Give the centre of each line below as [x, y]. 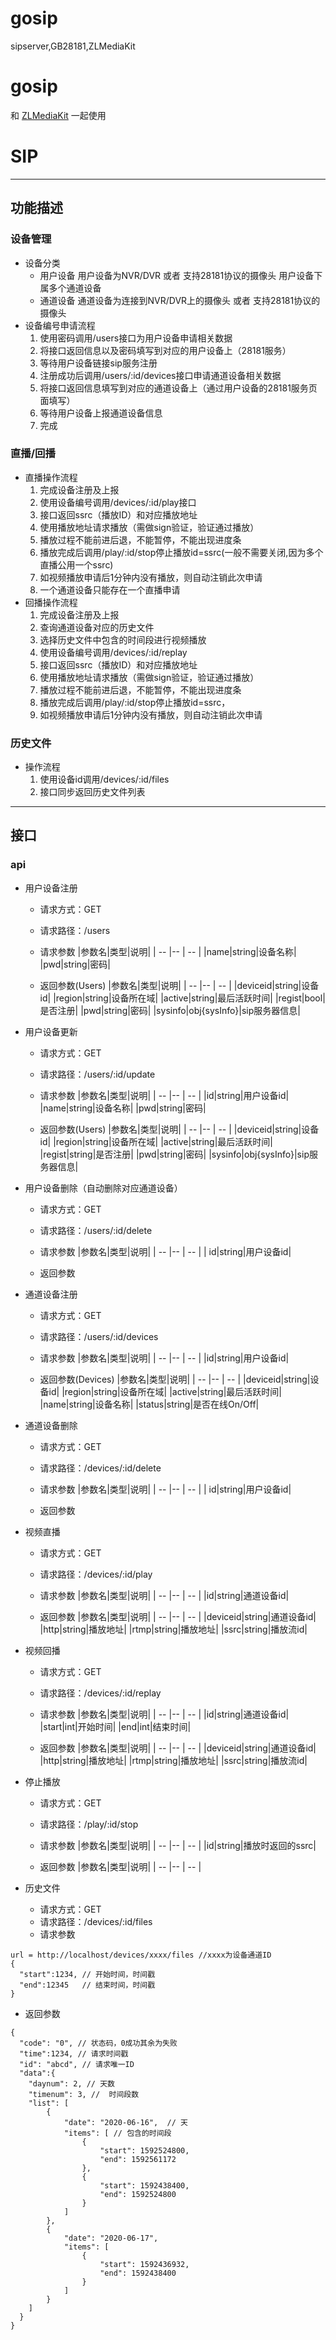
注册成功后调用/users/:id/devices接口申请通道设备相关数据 [160, 375]
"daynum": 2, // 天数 [71, 2083]
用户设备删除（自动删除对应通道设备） [103, 1188]
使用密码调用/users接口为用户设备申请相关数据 [136, 338]
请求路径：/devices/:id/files [96, 1921]
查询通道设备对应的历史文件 [97, 627]
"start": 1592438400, [144, 2185]
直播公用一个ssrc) [76, 564]
